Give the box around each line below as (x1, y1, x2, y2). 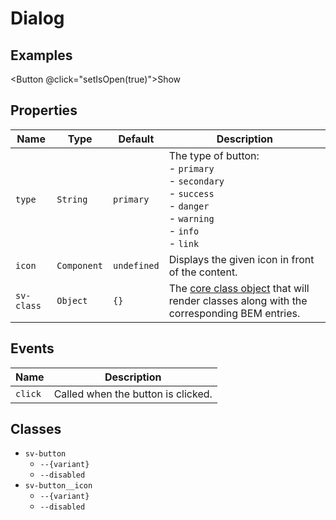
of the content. (168, 265, 238, 279)
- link (168, 236, 200, 250)
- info (168, 223, 200, 237)
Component (56, 260, 104, 271)
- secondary (168, 173, 225, 187)
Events (10, 340, 55, 357)
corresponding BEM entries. (168, 306, 301, 320)
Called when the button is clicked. (53, 387, 213, 401)
